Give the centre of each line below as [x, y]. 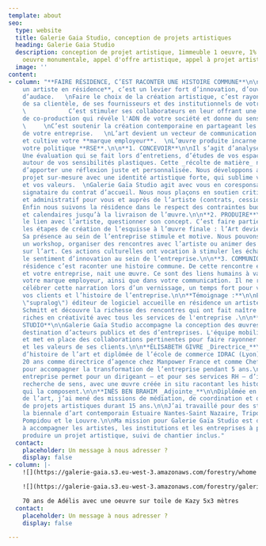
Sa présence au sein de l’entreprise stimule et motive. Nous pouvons [141, 237]
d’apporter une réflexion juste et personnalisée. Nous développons [138, 170]
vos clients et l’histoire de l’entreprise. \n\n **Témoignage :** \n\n [140, 296]
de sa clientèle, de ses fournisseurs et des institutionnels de [133, 104]
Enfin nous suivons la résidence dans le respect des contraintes [134, 207]
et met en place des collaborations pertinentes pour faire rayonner [140, 340]
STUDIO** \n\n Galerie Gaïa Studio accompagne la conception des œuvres [141, 325]
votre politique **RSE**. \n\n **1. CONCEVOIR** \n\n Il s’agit [123, 148]
